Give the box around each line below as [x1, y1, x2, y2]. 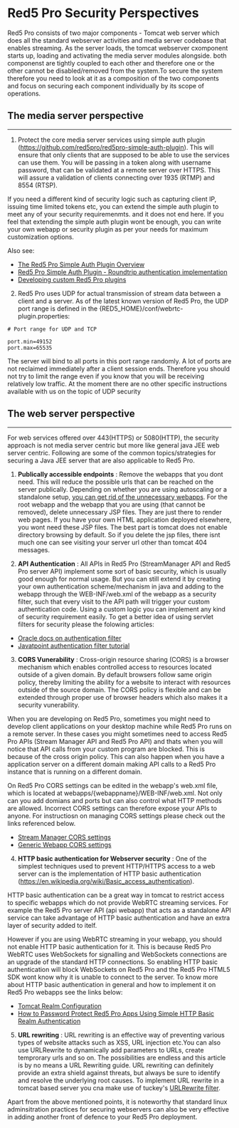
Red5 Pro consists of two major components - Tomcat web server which [7, 29, 220, 37]
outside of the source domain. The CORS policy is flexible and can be [17, 685, 222, 694]
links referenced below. [7, 819, 76, 827]
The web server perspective [7, 408, 135, 420]
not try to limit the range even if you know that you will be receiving [7, 372, 205, 381]
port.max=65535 [7, 344, 53, 351]
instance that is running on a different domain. [7, 767, 142, 776]
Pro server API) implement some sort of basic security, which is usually [17, 566, 227, 575]
